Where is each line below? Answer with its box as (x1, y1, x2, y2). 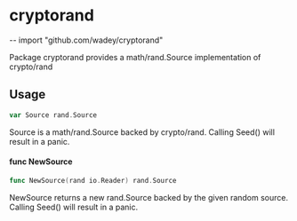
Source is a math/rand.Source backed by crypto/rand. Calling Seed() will (9, 126, 276, 138)
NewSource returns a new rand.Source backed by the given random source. (9, 192, 289, 202)
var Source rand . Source (9, 110, 98, 120)
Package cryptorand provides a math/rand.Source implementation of (9, 51, 261, 62)
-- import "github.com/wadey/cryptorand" (9, 35, 164, 45)
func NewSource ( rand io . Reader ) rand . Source (9, 176, 177, 185)
